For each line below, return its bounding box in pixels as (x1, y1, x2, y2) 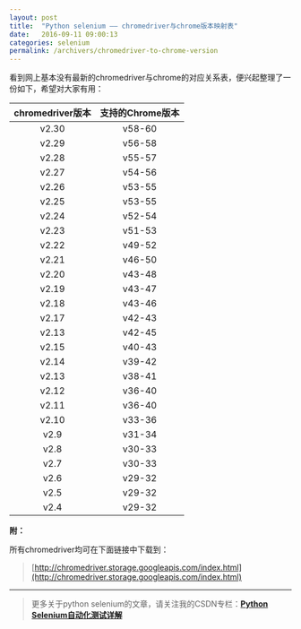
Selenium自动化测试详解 (30, 610, 123, 621)
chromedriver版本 (13, 107, 91, 119)
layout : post (9, 13, 58, 22)
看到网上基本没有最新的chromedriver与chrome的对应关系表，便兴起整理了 (9, 73, 284, 83)
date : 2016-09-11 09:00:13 (9, 30, 118, 39)
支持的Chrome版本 (99, 107, 180, 119)
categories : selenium (9, 38, 90, 47)
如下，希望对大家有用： (16, 83, 104, 94)
